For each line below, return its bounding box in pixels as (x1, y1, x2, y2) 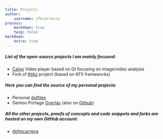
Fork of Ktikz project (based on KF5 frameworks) (12, 71, 110, 77)
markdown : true (14, 25, 45, 30)
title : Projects (5, 7, 38, 12)
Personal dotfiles (12, 94, 46, 100)
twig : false (14, 30, 38, 35)
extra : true (14, 39, 38, 44)
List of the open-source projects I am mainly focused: (5, 54, 116, 60)
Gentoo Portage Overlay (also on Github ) (12, 100, 94, 105)
